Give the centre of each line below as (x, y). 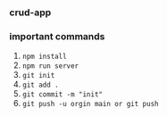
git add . (41, 85)
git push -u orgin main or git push (90, 104)
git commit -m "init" (62, 95)
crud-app (30, 13)
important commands (57, 36)
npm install (44, 57)
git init (38, 76)
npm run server (50, 66)
